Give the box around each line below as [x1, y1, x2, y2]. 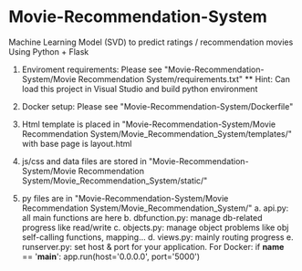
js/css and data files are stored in [21, 155, 147, 166]
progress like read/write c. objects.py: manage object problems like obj [21, 222, 289, 233]
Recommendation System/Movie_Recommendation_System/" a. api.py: [21, 203, 289, 214]
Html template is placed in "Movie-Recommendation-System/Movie [21, 119, 276, 130]
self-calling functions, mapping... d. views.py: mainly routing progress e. [21, 231, 294, 243]
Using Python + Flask [8, 46, 89, 57]
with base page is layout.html [21, 138, 132, 149]
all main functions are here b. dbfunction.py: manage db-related [21, 212, 263, 223]
